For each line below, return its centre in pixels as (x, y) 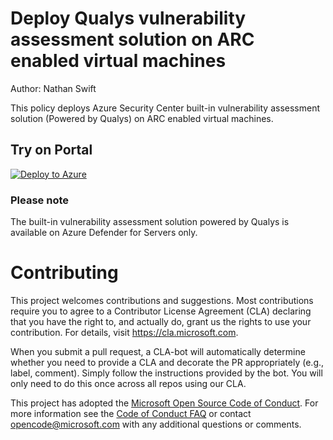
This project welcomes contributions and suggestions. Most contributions (162, 300)
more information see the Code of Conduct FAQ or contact (131, 413)
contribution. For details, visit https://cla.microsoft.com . (124, 332)
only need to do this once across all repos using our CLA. (128, 383)
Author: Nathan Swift (53, 88)
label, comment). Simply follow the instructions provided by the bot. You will (166, 373)
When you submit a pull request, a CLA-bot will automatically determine (158, 351)
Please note (40, 200)
